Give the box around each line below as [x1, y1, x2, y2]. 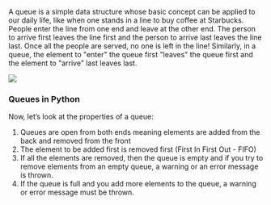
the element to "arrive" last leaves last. [8, 58, 138, 68]
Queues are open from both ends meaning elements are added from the [19, 128, 260, 137]
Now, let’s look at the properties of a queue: [8, 112, 154, 122]
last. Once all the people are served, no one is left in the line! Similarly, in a [8, 41, 256, 51]
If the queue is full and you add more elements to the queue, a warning [19, 179, 256, 189]
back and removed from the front [19, 136, 131, 146]
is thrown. [19, 170, 54, 180]
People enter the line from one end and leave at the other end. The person [8, 24, 256, 33]
